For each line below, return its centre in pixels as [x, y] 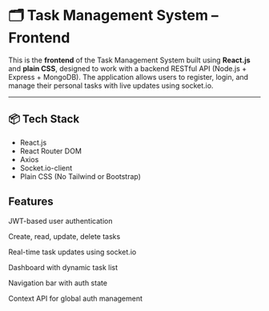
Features [31, 202]
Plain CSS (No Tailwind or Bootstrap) [80, 176]
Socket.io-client [46, 168]
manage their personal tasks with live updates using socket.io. [111, 86]
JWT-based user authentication [60, 221]
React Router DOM [51, 151]
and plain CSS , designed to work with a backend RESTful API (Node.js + [128, 68]
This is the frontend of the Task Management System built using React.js [129, 60]
